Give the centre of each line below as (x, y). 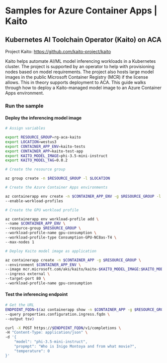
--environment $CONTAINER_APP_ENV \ (43, 265)
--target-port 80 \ (25, 279)
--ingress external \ (28, 274)
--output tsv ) (20, 319)
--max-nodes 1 (20, 242)
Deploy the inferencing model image (43, 118)
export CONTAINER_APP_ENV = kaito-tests (45, 146)
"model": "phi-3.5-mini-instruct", (51, 342)
